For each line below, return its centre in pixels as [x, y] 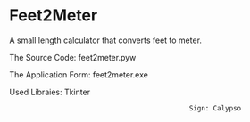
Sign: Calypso [215, 108]
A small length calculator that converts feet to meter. [106, 40]
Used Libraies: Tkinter [50, 92]
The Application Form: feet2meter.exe [79, 74]
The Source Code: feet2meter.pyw [73, 57]
